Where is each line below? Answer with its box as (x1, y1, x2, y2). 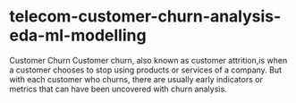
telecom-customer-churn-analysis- (9, 6, 282, 27)
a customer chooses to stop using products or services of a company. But (9, 64, 283, 75)
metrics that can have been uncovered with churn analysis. (9, 83, 227, 94)
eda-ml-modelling (9, 25, 147, 46)
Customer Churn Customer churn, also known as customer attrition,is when (9, 55, 288, 65)
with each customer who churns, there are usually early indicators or (9, 73, 264, 84)
